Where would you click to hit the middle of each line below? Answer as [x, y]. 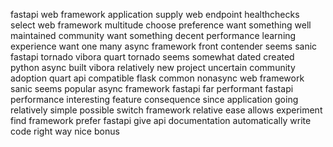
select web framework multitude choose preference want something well [161, 25]
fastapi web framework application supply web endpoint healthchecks [155, 14]
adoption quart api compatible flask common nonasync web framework [157, 78]
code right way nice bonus [65, 131]
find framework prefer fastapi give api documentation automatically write [161, 120]
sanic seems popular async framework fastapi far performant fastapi [152, 88]
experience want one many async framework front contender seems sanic [164, 46]
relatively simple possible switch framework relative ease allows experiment [166, 110]
